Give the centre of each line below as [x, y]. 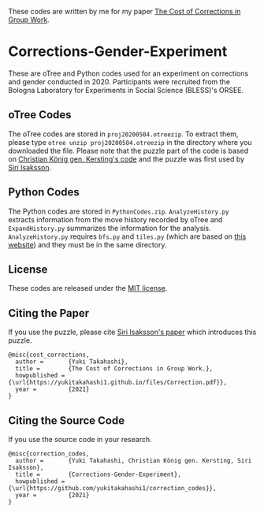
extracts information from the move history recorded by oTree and [115, 219]
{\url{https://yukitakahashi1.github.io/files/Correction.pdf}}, [117, 383]
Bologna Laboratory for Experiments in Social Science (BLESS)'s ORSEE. [126, 90]
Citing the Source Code [66, 420]
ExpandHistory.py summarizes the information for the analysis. [110, 228]
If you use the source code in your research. [80, 439]
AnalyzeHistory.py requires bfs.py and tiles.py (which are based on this [127, 236]
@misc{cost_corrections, [49, 355]
